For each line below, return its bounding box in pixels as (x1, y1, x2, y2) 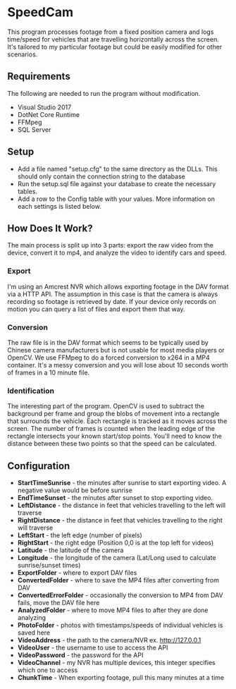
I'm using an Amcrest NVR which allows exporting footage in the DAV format (7, 282, 229, 291)
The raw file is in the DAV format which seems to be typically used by (7, 338, 209, 346)
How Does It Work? (7, 222, 93, 234)
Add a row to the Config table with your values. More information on (17, 195, 216, 203)
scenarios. (7, 50, 38, 59)
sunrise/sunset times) (17, 561, 81, 570)
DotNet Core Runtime (17, 110, 80, 118)
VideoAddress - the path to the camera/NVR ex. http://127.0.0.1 (17, 636, 201, 645)
